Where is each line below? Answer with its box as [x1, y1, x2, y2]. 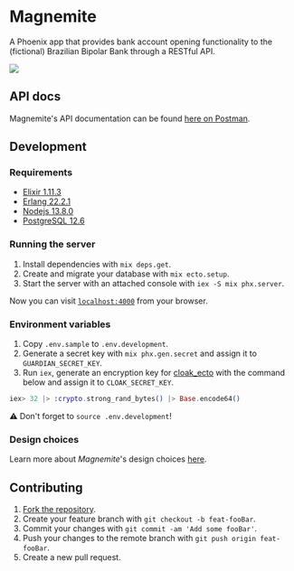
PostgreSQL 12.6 [22, 215, 85, 227]
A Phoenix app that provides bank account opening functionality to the [9, 36, 273, 47]
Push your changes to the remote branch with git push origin [22, 533, 256, 544]
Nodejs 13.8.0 [22, 206, 74, 217]
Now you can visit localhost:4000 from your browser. [9, 295, 208, 306]
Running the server [9, 238, 96, 250]
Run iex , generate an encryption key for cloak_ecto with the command [22, 368, 286, 379]
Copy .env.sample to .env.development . [22, 339, 169, 350]
